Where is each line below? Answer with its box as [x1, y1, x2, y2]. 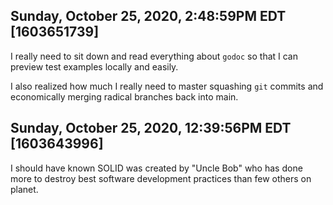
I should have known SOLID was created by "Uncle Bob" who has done [10, 162, 303, 174]
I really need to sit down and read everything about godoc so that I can [10, 50, 299, 62]
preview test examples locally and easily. [10, 60, 179, 73]
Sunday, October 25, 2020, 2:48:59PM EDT [10, 8, 287, 25]
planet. [10, 183, 39, 195]
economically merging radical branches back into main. [10, 90, 239, 103]
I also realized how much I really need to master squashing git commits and [10, 80, 324, 92]
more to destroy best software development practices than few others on [10, 172, 312, 184]
